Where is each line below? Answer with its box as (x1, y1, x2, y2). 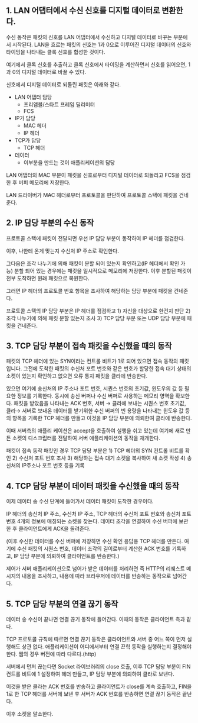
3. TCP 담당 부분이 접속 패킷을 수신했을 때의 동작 (6, 341, 172, 351)
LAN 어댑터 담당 (14, 93, 52, 101)
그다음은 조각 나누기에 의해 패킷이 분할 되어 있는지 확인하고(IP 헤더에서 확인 (6, 260, 180, 267)
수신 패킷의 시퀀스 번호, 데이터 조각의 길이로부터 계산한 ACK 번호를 (16, 545, 171, 552)
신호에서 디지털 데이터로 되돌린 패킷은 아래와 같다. (6, 80, 121, 88)
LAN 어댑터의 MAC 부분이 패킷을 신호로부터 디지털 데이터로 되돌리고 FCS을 (6, 171, 180, 179)
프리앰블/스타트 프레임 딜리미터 (23, 101, 95, 108)
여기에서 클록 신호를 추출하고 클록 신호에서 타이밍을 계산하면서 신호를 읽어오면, (6, 61, 187, 68)
